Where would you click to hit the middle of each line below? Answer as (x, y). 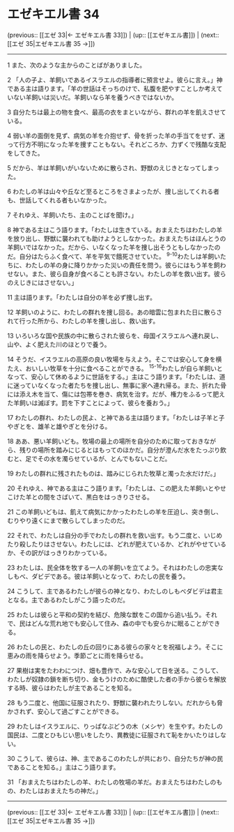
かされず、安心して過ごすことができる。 (65, 711)
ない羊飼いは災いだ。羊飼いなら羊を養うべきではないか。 (95, 97)
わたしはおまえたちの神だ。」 (61, 791)
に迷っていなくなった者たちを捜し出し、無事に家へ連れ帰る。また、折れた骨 (117, 386)
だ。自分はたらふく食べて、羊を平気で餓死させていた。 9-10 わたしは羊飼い (114, 255)
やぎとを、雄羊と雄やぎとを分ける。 (59, 427)
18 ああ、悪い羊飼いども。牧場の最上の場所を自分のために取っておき (106, 441)
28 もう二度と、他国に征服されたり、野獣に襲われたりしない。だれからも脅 (115, 703)
